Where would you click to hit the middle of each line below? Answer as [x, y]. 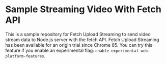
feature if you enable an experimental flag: [50, 50]
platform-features [25, 56]
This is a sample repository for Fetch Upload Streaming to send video [78, 34]
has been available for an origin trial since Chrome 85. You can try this [79, 45]
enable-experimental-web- [122, 51]
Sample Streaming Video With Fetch [83, 9]
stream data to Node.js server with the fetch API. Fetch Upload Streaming [82, 40]
